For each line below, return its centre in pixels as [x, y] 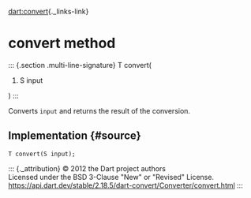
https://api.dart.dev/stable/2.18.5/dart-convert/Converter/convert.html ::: [126, 185]
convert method [62, 43]
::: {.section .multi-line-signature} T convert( [80, 65]
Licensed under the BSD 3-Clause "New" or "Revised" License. [111, 177]
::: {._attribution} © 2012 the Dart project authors [87, 168]
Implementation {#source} [75, 136]
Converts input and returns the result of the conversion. [99, 110]
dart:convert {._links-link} [49, 11]
